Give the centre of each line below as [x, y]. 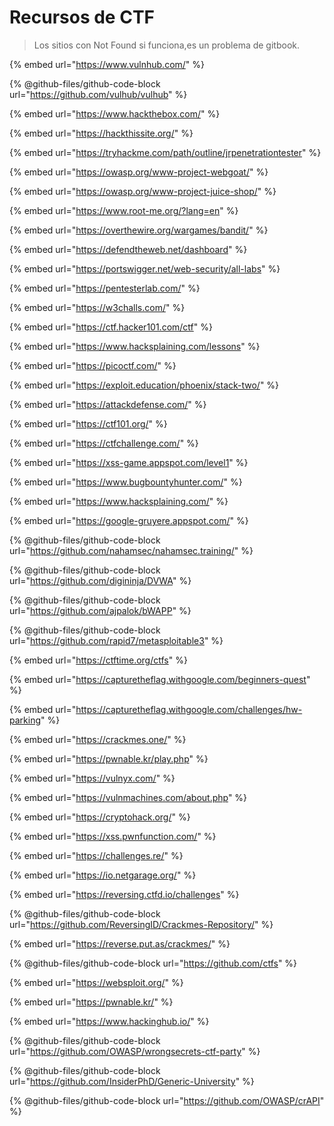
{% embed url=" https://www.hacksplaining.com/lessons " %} [135, 346]
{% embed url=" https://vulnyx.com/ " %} [92, 778]
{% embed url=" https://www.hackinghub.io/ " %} [109, 1021]
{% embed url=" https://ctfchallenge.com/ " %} [104, 443]
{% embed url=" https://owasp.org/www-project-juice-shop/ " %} [143, 191]
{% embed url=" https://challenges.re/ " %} [96, 855]
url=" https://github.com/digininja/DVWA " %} [100, 580]
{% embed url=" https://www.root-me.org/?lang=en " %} [124, 210]
